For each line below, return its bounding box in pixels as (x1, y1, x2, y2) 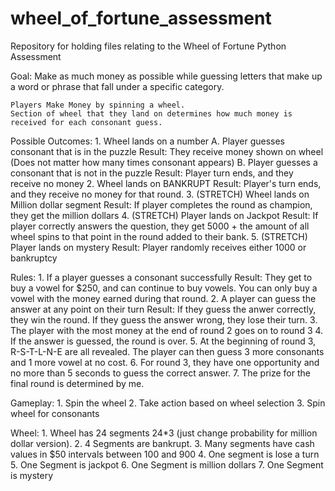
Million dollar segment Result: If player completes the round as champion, (10, 198, 313, 211)
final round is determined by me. (10, 377, 145, 389)
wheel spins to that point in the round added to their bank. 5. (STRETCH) (10, 230, 308, 242)
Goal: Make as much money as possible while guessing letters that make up (10, 70, 323, 82)
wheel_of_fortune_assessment (10, 7, 272, 30)
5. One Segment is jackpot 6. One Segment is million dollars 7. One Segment (10, 458, 324, 471)
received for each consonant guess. (10, 117, 163, 127)
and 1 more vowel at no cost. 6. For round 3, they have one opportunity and (10, 356, 320, 368)
